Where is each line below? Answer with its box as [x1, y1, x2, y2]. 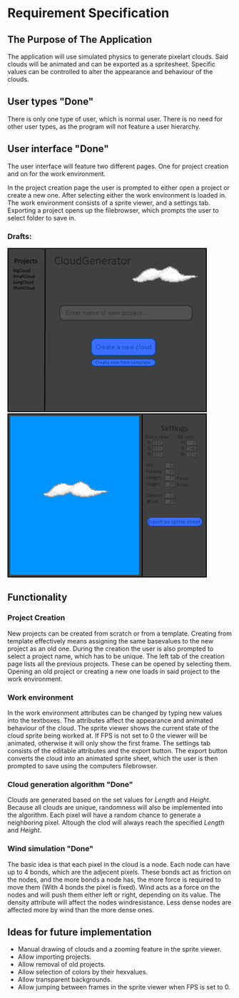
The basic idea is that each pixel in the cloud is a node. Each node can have [7, 860, 230, 868]
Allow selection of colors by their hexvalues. [17, 968, 148, 977]
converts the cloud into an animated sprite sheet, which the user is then [7, 754, 218, 763]
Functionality [7, 591, 68, 604]
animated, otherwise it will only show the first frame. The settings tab [7, 738, 210, 747]
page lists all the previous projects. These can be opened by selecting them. [7, 659, 232, 668]
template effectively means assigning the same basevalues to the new [7, 636, 214, 645]
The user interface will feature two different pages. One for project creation [7, 162, 229, 170]
